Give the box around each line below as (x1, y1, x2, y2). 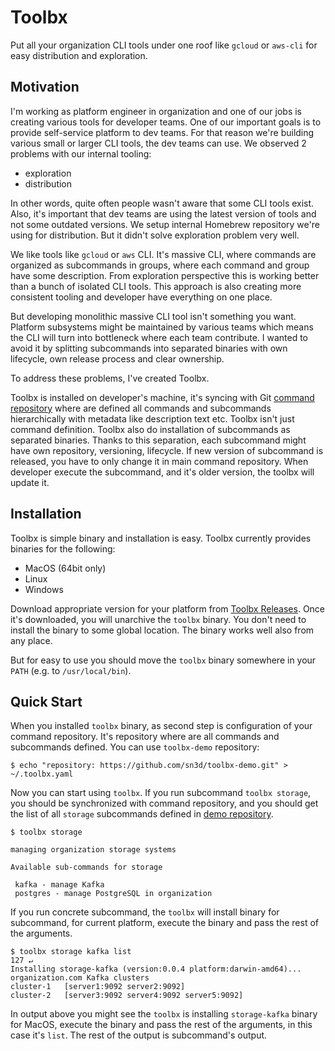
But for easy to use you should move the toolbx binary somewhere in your (10, 654, 317, 666)
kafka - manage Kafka (14, 880, 105, 890)
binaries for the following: (10, 542, 116, 555)
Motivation (10, 79, 80, 96)
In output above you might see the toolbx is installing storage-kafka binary (10, 1008, 318, 1020)
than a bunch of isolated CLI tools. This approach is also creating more (10, 280, 302, 292)
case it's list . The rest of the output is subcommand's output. (10, 1029, 268, 1041)
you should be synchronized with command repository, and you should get (10, 797, 319, 810)
